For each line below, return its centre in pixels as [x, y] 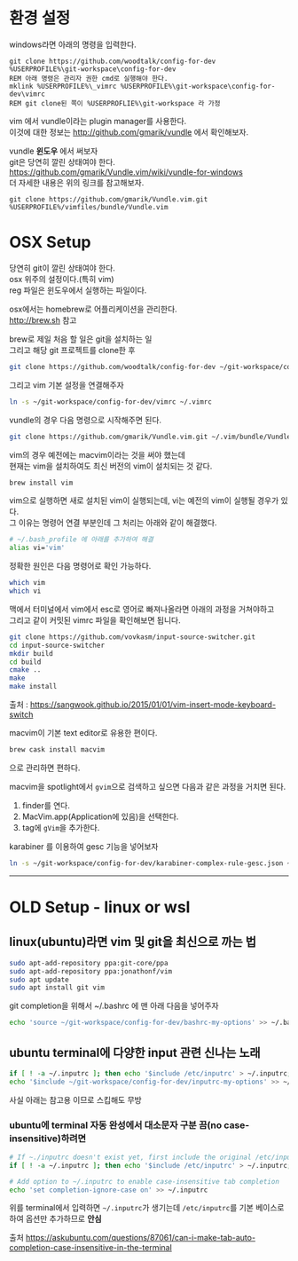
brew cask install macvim [57, 750]
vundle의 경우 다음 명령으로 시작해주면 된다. [86, 420]
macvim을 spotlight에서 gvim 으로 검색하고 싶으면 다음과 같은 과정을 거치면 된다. [148, 786]
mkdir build [31, 653]
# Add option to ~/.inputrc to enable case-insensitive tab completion [144, 1181]
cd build [25, 662]
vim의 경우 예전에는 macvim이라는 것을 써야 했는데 [98, 454]
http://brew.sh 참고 [43, 319]
